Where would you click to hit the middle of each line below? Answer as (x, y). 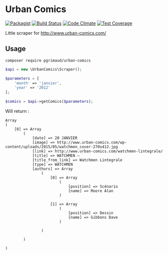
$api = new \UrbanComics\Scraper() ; (44, 69)
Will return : (17, 111)
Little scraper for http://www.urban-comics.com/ (56, 33)
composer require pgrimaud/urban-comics (48, 60)
